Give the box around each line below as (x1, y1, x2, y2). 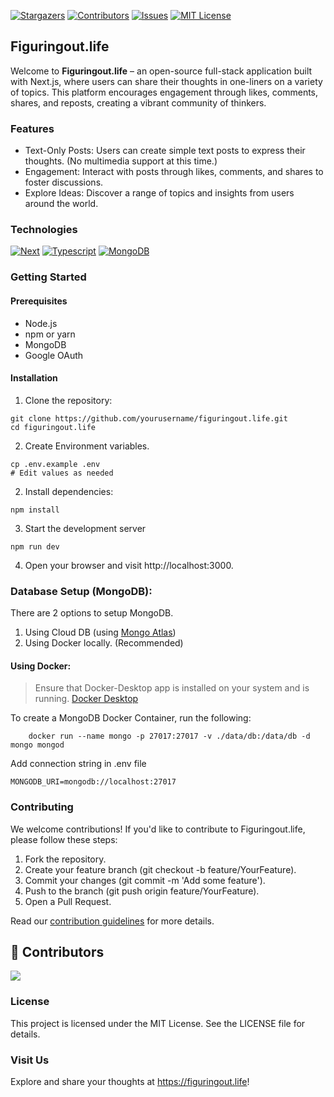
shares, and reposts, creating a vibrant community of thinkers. (10, 96, 267, 109)
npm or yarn (24, 328, 76, 340)
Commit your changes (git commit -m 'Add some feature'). (24, 874, 266, 886)
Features (10, 121, 55, 135)
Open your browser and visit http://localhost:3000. (24, 559, 234, 571)
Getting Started (10, 270, 87, 284)
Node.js (24, 317, 58, 329)
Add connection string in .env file (10, 758, 147, 770)
